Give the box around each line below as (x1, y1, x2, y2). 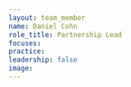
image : (8, 64, 33, 73)
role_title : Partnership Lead (8, 30, 123, 39)
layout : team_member (8, 13, 87, 23)
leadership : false (8, 55, 78, 64)
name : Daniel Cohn (8, 22, 78, 31)
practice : (8, 47, 46, 56)
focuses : (8, 38, 42, 48)
